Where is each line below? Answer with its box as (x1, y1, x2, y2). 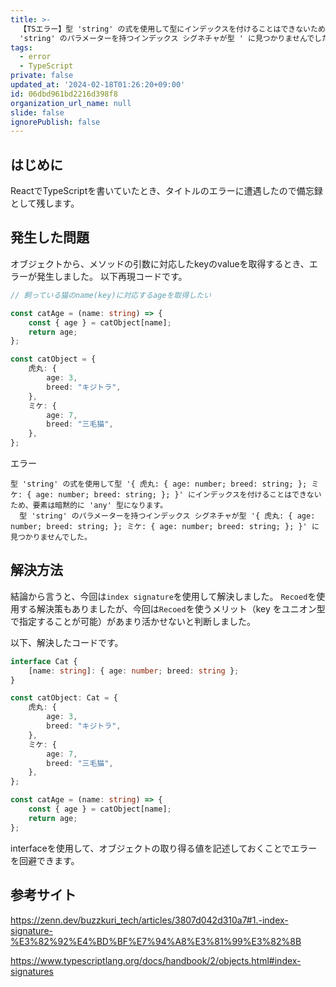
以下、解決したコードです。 (10, 636, 124, 648)
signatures (10, 965, 54, 977)
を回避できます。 (10, 854, 80, 866)
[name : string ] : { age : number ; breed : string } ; (28, 666, 240, 676)
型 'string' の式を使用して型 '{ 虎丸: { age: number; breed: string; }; (10, 479, 308, 489)
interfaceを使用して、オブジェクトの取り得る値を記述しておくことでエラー (10, 842, 318, 854)
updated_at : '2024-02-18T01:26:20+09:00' (10, 80, 186, 90)
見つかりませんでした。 (10, 532, 92, 542)
